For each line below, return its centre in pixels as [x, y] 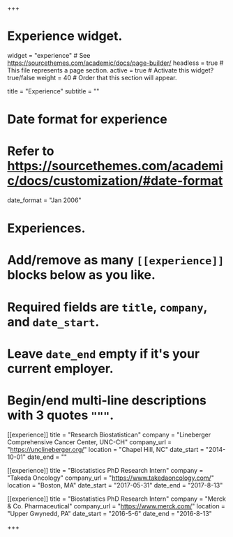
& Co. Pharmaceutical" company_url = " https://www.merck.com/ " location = [116, 506]
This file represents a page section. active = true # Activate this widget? [111, 70]
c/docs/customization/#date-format [115, 181]
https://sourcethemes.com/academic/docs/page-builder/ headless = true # [115, 63]
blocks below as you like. [81, 275]
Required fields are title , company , [107, 307]
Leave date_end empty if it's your [104, 354]
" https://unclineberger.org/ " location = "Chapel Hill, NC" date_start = [106, 449]
